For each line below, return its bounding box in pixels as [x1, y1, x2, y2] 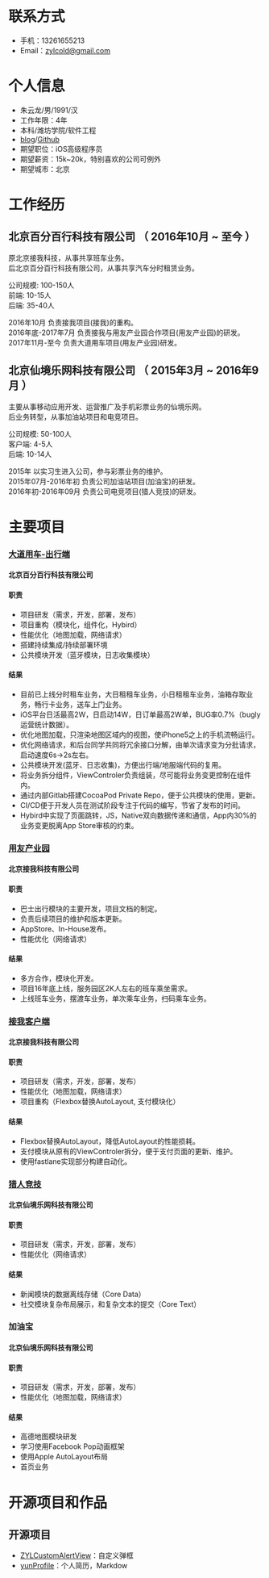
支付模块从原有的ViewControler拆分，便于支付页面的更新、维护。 [19, 1146, 238, 1156]
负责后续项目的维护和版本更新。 [19, 914, 126, 923]
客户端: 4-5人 [8, 439, 53, 449]
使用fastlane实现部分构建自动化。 [19, 1156, 132, 1166]
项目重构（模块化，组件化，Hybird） [19, 619, 142, 630]
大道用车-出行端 [8, 548, 71, 559]
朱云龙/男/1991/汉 [19, 105, 78, 115]
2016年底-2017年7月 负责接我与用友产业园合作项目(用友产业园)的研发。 [8, 328, 245, 337]
